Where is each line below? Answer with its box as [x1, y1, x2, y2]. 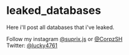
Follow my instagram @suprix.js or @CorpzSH [6, 35, 123, 42]
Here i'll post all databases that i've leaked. [6, 24, 115, 31]
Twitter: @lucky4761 [6, 42, 58, 49]
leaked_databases [6, 4, 101, 18]
